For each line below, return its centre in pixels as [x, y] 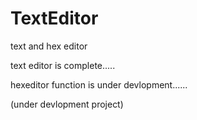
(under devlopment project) [67, 104]
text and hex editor [49, 46]
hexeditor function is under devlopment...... [99, 84]
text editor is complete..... [63, 65]
